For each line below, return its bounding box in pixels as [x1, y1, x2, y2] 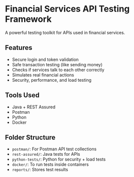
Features [5, 44, 32, 52]
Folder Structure [5, 133, 56, 141]
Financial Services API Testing [5, 3, 130, 15]
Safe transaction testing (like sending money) [12, 61, 103, 67]
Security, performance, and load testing [12, 77, 92, 83]
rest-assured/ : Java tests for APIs [12, 151, 80, 157]
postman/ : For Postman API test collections [12, 146, 97, 152]
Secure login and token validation [12, 57, 79, 62]
